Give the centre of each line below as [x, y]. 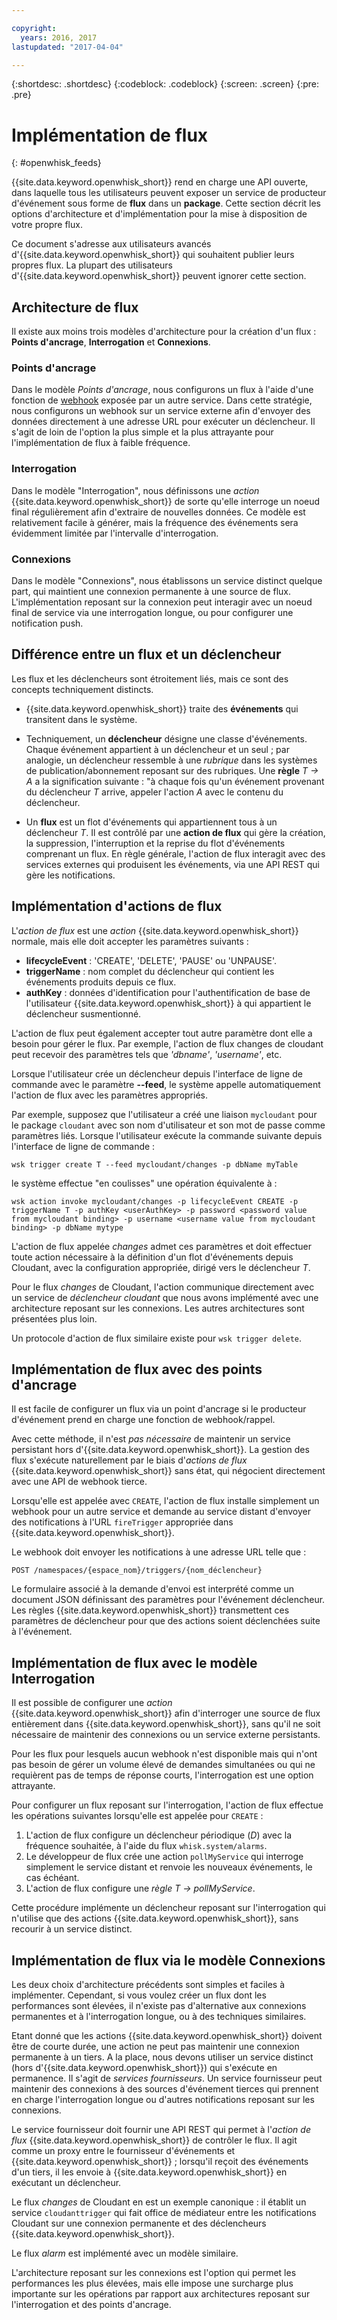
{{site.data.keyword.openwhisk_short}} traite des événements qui [162, 708]
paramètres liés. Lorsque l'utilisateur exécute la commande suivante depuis [167, 1135]
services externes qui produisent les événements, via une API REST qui [172, 864]
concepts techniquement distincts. [82, 689]
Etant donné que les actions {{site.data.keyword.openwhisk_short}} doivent [167, 2036]
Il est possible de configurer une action [92, 1703]
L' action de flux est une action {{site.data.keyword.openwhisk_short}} [155, 930]
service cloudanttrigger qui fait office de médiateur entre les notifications [164, 2213]
